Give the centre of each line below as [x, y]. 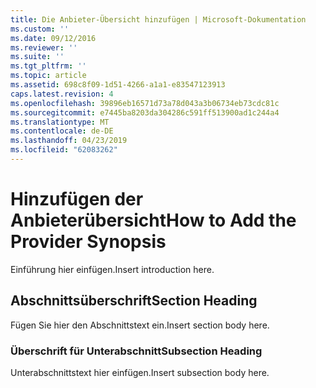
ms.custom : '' [40, 29]
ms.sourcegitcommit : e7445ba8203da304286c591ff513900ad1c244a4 [145, 112]
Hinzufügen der [77, 199]
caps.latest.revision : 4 [62, 94]
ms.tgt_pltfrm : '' [48, 66]
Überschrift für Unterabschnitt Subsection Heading [136, 351]
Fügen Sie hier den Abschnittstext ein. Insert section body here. [140, 325]
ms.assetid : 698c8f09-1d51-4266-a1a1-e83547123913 [118, 85]
